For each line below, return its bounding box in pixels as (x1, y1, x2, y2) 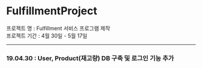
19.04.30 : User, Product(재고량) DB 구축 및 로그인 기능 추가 (6, 54, 174, 62)
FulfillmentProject (6, 4, 97, 18)
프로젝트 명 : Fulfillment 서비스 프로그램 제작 (6, 24, 111, 32)
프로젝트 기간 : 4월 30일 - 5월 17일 (6, 32, 88, 39)
